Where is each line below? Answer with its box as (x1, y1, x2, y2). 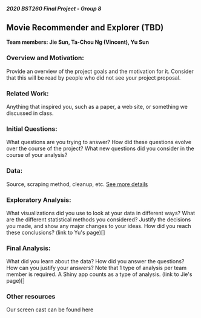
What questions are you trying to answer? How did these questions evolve (6, 139, 192, 146)
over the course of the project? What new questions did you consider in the (6, 145, 195, 152)
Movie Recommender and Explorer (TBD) (6, 22, 164, 33)
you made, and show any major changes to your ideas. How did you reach (6, 222, 192, 229)
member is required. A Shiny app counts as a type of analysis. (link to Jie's (6, 271, 193, 278)
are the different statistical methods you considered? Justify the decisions (6, 216, 191, 223)
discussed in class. (6, 109, 54, 117)
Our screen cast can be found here (6, 306, 94, 313)
